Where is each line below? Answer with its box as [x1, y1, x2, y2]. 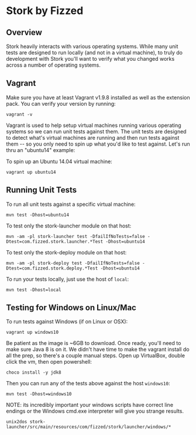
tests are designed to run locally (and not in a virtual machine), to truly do [6, 49, 183, 56]
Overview [6, 27, 43, 37]
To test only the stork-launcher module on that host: [6, 222, 132, 229]
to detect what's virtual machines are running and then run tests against [6, 134, 180, 141]
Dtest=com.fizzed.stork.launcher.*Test [6, 239, 104, 244]
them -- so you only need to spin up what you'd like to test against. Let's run [6, 140, 190, 147]
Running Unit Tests [6, 185, 77, 195]
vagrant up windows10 [6, 329, 59, 336]
